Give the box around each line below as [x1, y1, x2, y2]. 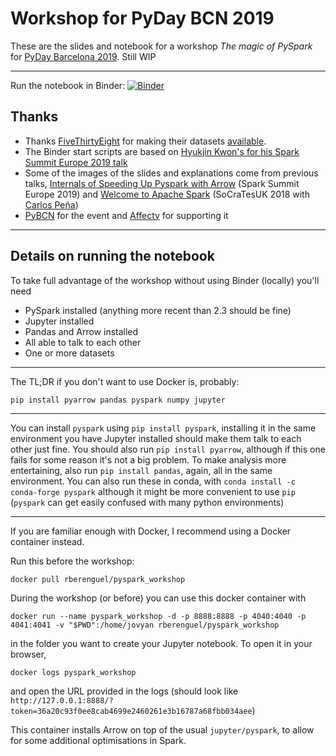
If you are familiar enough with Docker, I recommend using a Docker [10, 525, 292, 537]
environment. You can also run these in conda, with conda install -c [10, 475, 296, 487]
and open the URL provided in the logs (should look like [10, 685, 239, 697]
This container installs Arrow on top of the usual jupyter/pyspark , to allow [10, 723, 315, 736]
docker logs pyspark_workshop [10, 667, 137, 677]
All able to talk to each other [24, 336, 142, 348]
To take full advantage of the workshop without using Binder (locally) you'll [10, 274, 320, 286]
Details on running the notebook [10, 248, 215, 265]
